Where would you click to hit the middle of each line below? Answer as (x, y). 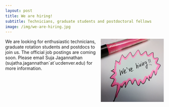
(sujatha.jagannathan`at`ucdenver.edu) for (49, 63)
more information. (24, 69)
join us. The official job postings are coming (51, 52)
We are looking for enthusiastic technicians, (51, 42)
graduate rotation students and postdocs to (50, 47)
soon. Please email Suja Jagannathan (44, 58)
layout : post (19, 11)
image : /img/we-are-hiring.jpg (38, 27)
